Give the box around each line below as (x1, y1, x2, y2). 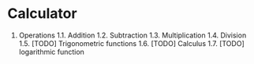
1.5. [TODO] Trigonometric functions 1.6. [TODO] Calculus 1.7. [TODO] (18, 38, 245, 48)
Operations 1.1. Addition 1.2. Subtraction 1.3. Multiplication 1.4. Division (18, 30, 247, 40)
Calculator (7, 5, 77, 23)
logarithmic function (18, 47, 84, 56)
